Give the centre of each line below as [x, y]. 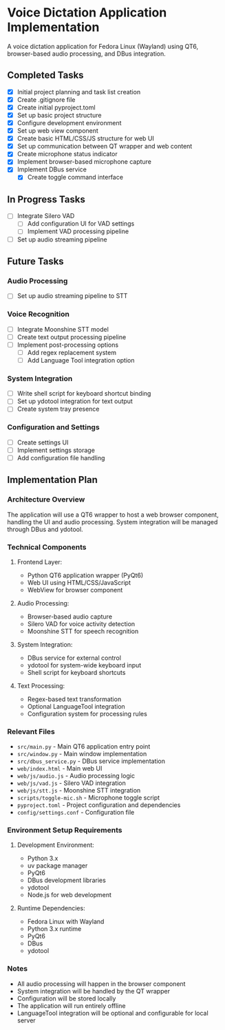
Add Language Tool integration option [81, 360]
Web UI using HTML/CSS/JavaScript [79, 582]
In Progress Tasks [46, 199]
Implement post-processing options [68, 345]
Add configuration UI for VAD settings [81, 224]
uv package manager [57, 866]
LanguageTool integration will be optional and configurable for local [112, 1013]
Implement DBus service [52, 169]
